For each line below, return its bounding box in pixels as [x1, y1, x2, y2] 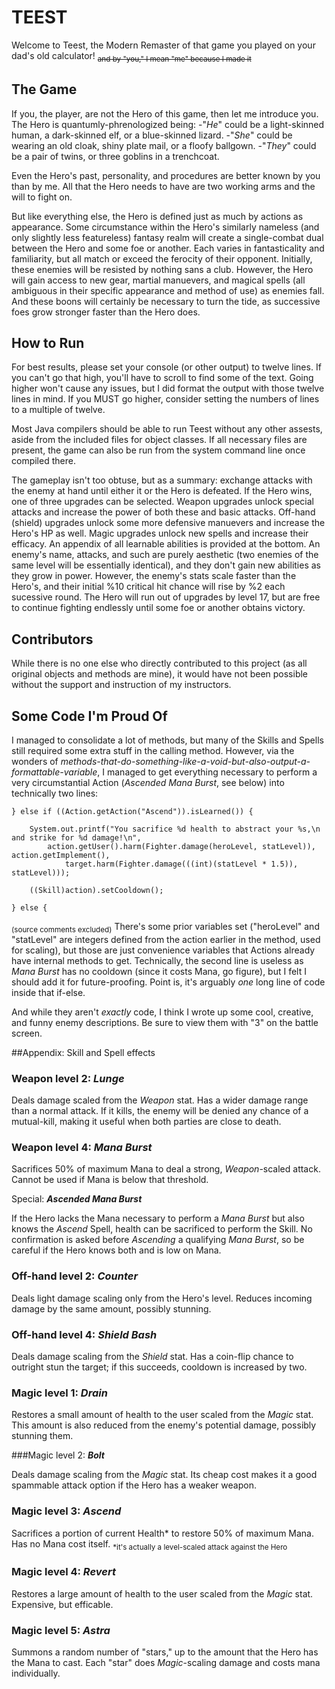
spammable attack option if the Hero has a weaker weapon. [11, 1479, 257, 1491]
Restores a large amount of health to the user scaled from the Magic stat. [11, 1587, 314, 1600]
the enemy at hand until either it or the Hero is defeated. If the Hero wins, [11, 485, 313, 497]
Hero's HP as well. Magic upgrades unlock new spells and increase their [11, 527, 309, 540]
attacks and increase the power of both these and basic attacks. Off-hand [11, 506, 316, 518]
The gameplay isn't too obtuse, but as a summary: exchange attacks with [11, 474, 313, 486]
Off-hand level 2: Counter [11, 1269, 139, 1283]
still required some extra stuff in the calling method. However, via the [11, 744, 295, 756]
